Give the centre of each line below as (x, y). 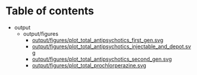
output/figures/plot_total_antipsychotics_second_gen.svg (102, 59)
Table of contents (50, 11)
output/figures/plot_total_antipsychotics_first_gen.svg (98, 40)
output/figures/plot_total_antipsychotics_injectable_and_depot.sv (112, 46)
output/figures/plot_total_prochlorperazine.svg (89, 65)
